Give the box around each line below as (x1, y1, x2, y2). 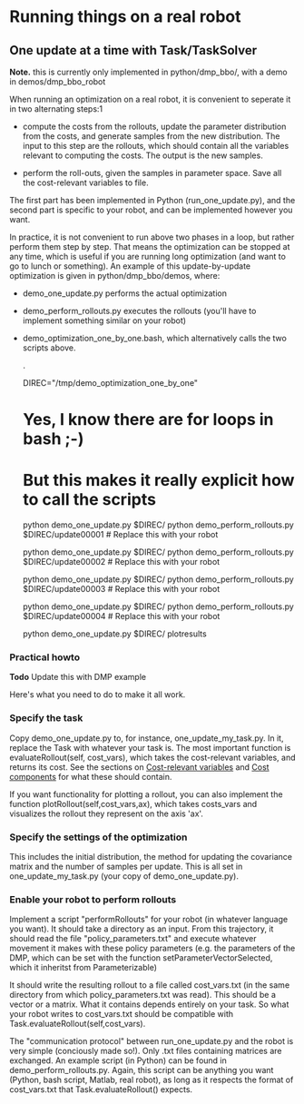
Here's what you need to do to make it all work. (9, 689, 186, 700)
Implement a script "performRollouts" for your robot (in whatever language (9, 914, 289, 925)
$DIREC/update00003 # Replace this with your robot (22, 584, 221, 595)
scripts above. (22, 342, 76, 353)
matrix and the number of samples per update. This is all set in (9, 861, 243, 872)
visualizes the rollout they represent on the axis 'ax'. (9, 808, 204, 819)
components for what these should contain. (9, 771, 172, 782)
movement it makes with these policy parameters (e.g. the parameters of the (9, 942, 296, 954)
